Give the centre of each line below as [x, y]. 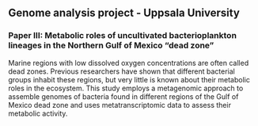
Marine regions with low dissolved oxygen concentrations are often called [129, 63]
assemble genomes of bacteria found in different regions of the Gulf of [123, 96]
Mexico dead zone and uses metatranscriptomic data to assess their [120, 105]
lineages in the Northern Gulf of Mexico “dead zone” [111, 45]
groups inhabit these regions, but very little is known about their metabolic [129, 79]
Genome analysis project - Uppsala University [124, 13]
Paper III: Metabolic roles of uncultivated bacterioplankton [123, 36]
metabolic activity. [38, 113]
